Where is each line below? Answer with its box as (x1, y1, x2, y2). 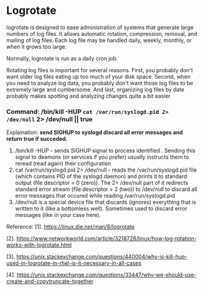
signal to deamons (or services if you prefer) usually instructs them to (15, 153, 189, 161)
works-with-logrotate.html (6, 241, 72, 249)
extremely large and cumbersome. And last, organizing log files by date (6, 85, 185, 93)
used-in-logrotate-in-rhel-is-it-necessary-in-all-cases (6, 259, 142, 267)
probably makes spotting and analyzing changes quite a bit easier (6, 92, 171, 99)
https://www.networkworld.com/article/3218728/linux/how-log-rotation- (16, 235, 197, 242)
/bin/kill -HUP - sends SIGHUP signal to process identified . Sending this (15, 147, 196, 155)
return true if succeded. (6, 135, 68, 142)
